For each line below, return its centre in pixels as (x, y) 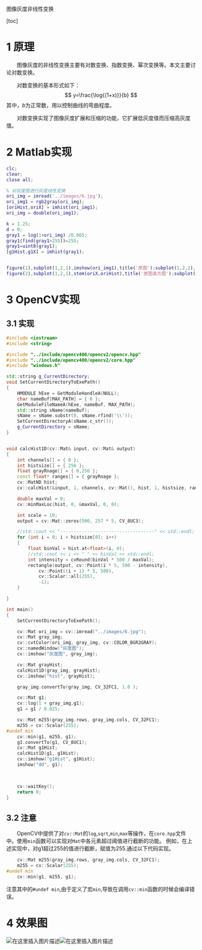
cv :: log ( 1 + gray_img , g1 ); (51, 704)
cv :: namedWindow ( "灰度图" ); (51, 648)
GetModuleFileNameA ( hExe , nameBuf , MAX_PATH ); (76, 405)
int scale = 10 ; (38, 515)
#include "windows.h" (33, 366)
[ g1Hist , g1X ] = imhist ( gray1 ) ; (45, 252)
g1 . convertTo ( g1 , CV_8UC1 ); (52, 742)
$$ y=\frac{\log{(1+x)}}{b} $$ (101, 95)
